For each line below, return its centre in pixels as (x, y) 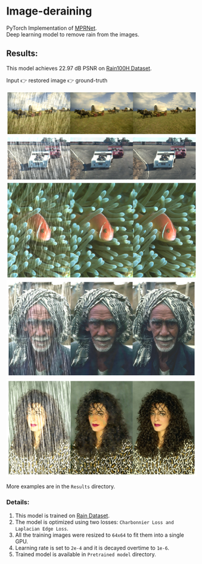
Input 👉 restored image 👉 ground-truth (57, 80)
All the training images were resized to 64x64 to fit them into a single (99, 535)
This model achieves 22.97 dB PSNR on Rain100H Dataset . (79, 68)
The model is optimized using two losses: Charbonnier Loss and (94, 522)
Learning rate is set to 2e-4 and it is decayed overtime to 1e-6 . (92, 548)
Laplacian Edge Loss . (41, 528)
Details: (18, 502)
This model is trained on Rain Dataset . (62, 515)
